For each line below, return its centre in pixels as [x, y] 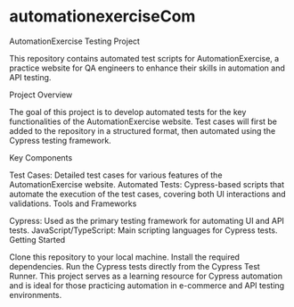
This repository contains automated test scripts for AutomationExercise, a [144, 58]
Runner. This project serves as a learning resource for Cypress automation [146, 276]
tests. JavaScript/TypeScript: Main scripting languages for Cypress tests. [143, 230]
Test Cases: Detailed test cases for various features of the [116, 175]
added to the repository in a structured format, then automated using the [143, 130]
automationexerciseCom [102, 17]
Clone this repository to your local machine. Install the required [125, 257]
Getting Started [37, 239]
